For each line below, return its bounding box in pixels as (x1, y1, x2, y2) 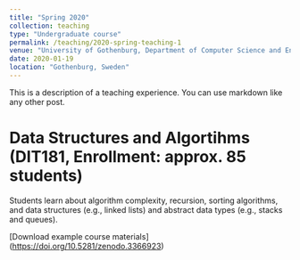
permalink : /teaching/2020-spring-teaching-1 (9, 37, 181, 47)
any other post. (9, 96, 65, 107)
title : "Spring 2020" (9, 12, 90, 22)
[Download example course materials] (9, 231, 149, 241)
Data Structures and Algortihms (9, 128, 250, 148)
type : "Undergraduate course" (9, 29, 122, 38)
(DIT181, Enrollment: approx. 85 (9, 147, 247, 167)
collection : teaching (9, 21, 90, 30)
